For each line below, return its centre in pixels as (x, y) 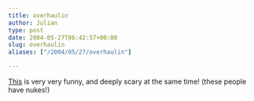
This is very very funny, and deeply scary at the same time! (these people (127, 81)
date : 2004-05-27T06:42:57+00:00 (63, 37)
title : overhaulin (38, 15)
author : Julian (33, 23)
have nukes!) (29, 90)
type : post (26, 30)
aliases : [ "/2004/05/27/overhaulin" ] (70, 52)
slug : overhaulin (37, 45)
